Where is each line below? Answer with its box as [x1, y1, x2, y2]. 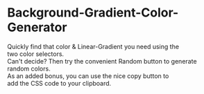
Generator [7, 19, 67, 35]
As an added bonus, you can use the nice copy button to [7, 71, 169, 80]
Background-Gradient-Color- [7, 5, 179, 21]
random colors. [7, 64, 51, 73]
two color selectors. [7, 50, 65, 58]
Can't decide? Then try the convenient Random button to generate [7, 57, 197, 65]
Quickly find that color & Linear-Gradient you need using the [7, 42, 179, 50]
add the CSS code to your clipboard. [7, 79, 112, 87]
